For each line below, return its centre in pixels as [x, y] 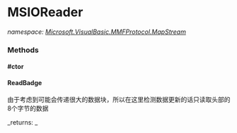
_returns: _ [23, 122]
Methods [23, 50]
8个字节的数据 [28, 108]
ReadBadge [25, 83]
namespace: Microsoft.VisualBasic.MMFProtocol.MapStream [97, 32]
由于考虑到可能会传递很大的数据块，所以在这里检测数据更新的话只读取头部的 [119, 99]
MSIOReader [45, 12]
